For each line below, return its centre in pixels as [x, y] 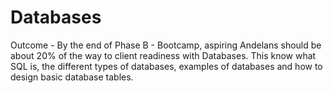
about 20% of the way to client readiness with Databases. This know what [163, 55]
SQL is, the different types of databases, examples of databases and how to [166, 66]
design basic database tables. [72, 77]
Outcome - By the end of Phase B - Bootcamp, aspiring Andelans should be [166, 45]
